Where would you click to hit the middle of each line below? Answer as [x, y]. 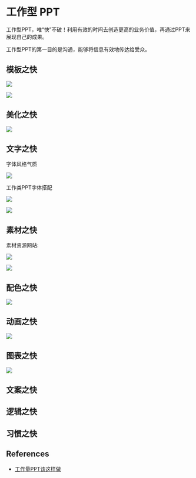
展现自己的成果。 [27, 36]
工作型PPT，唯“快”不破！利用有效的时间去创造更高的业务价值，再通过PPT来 [98, 29]
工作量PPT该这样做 [38, 469]
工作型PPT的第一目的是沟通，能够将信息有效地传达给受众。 [78, 49]
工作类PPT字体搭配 [29, 188]
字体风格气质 [21, 164]
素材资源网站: [23, 245]
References [28, 454]
